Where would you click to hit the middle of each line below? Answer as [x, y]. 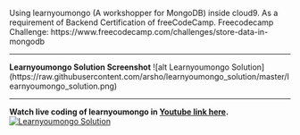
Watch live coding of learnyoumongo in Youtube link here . [119, 112]
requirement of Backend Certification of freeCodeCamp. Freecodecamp [142, 22]
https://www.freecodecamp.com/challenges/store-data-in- [159, 32]
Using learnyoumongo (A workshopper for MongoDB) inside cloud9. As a [144, 13]
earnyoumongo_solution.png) [63, 86]
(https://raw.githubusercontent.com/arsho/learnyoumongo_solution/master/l [150, 76]
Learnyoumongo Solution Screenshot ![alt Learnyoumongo [120, 67]
